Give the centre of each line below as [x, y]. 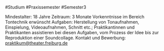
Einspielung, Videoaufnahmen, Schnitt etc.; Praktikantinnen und [70, 27]
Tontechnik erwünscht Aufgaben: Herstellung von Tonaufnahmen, [72, 22]
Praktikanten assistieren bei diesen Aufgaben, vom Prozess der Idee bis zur [82, 32]
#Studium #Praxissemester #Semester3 [46, 7]
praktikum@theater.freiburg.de [37, 43]
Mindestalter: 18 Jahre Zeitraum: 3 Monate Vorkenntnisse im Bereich [75, 17]
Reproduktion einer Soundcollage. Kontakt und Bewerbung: [65, 38]
